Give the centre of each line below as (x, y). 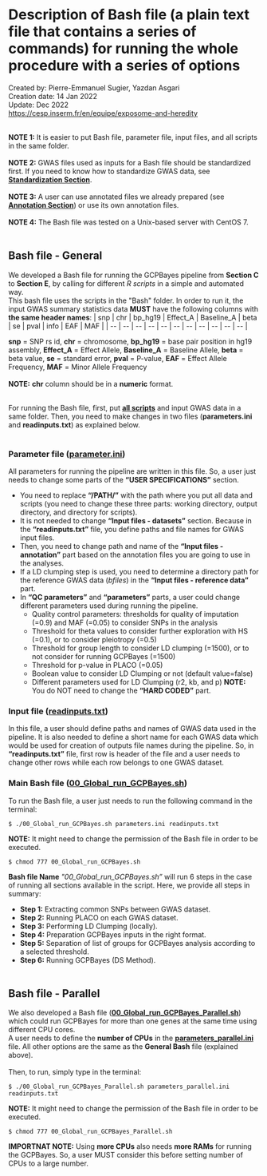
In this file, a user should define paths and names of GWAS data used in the (132, 729)
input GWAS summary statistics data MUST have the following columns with (133, 308)
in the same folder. (39, 145)
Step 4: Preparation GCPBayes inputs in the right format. (113, 934)
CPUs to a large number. (49, 1163)
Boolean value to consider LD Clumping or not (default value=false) (142, 673)
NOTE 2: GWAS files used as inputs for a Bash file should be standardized (130, 162)
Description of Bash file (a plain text (129, 15)
